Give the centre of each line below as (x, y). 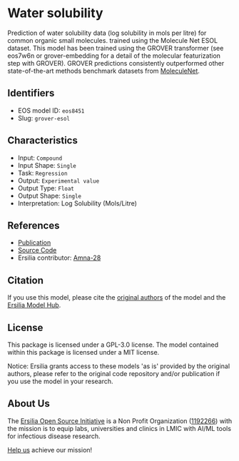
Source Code (37, 250)
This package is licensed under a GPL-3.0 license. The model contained (113, 345)
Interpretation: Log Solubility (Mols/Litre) (77, 203)
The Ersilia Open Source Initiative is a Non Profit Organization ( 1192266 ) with (120, 421)
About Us (29, 404)
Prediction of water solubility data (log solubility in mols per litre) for (107, 33)
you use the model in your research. (60, 381)
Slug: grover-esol (44, 118)
